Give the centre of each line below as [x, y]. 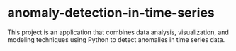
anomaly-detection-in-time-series [111, 13]
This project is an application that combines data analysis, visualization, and [118, 32]
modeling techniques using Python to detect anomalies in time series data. [116, 39]
